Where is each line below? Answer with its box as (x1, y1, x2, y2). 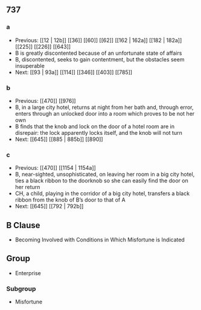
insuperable (14, 62, 45, 69)
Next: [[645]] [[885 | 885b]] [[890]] (14, 135, 104, 143)
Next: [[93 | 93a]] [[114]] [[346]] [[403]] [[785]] (14, 69, 133, 76)
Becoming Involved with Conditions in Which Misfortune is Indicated (14, 236, 185, 243)
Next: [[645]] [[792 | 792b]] (14, 203, 84, 210)
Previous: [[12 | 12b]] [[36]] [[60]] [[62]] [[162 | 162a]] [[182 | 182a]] (14, 36, 182, 44)
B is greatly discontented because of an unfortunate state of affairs (14, 49, 182, 57)
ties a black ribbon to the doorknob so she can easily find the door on (14, 177, 188, 184)
